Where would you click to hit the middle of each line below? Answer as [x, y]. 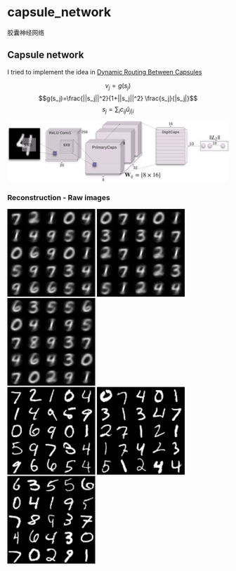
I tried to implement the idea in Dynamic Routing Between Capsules [105, 72]
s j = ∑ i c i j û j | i [118, 110]
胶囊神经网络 [26, 32]
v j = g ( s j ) [118, 86]
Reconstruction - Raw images [59, 198]
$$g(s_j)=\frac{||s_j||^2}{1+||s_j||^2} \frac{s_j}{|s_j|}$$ [118, 98]
